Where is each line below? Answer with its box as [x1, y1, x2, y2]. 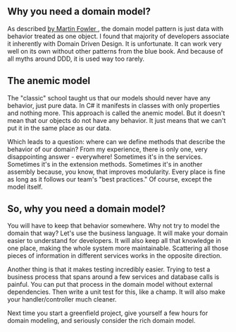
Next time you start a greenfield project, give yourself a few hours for [7, 309, 209, 317]
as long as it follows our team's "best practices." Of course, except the [7, 174, 213, 183]
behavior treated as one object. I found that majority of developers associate [7, 32, 230, 40]
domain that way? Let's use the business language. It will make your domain [7, 229, 228, 237]
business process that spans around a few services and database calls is [7, 273, 220, 281]
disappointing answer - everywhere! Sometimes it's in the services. [7, 152, 203, 161]
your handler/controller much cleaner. [7, 295, 117, 304]
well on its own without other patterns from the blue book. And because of [7, 47, 223, 55]
